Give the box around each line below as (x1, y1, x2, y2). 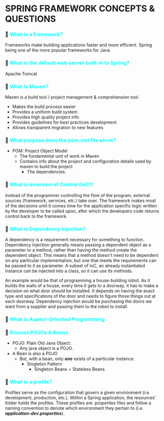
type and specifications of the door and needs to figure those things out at (5, 293, 156, 299)
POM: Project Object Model (12, 148, 68, 154)
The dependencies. (27, 169, 66, 175)
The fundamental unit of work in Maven (19, 153, 100, 159)
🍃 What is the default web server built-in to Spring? (5, 59, 130, 66)
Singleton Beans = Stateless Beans (34, 366, 105, 372)
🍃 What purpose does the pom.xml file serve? (5, 137, 116, 143)
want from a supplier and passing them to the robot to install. (5, 303, 129, 309)
